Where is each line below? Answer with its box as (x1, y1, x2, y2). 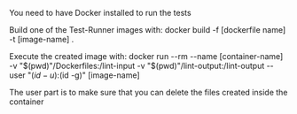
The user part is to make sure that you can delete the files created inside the (9, 87, 288, 97)
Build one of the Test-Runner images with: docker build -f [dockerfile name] (9, 25, 286, 34)
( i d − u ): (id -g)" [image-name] (30, 70, 140, 80)
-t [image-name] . (9, 34, 74, 44)
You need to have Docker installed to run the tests (9, 8, 192, 18)
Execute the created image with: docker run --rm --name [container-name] (9, 51, 284, 61)
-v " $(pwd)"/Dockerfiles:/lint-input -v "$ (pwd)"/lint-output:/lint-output (9, 61, 265, 71)
